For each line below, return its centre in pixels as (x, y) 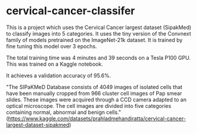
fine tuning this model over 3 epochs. (52, 46)
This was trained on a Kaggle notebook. (55, 64)
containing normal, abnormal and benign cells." (64, 112)
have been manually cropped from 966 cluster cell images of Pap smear (94, 93)
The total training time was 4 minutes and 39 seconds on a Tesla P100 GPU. (98, 58)
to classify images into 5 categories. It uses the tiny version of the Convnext (98, 33)
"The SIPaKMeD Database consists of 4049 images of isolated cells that (94, 87)
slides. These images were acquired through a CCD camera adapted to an (96, 100)
